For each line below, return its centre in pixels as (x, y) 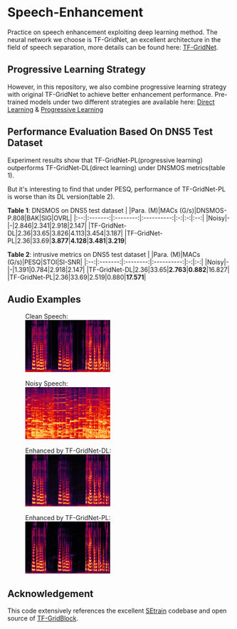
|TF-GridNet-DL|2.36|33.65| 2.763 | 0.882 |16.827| (158, 269)
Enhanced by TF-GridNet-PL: (68, 517)
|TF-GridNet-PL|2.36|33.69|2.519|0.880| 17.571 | (77, 277)
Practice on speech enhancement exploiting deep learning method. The (113, 32)
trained (18, 102)
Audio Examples (44, 299)
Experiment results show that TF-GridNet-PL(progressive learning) (105, 160)
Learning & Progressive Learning (56, 109)
